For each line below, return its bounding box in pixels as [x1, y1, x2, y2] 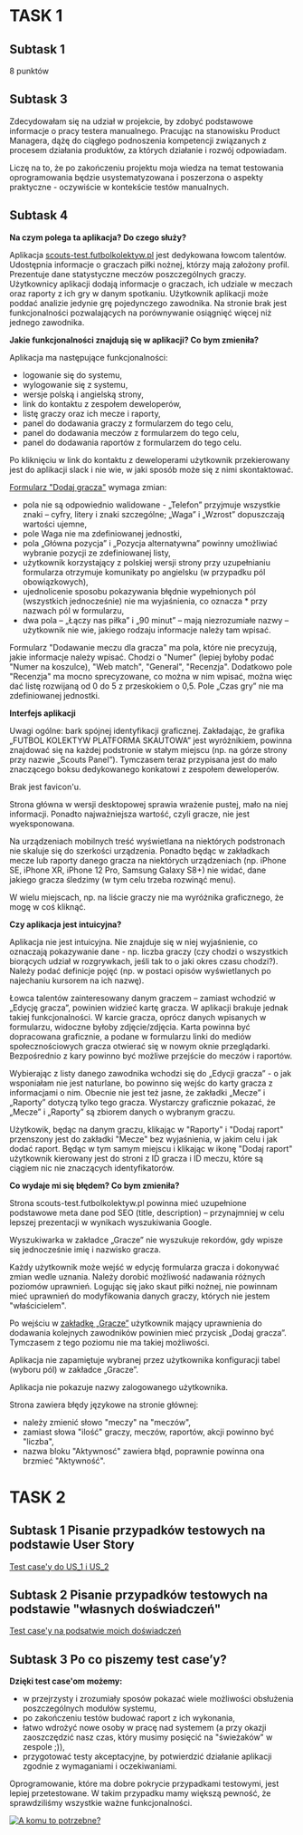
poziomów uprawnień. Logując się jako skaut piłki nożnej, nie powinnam [9, 1280, 278, 1291]
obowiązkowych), [22, 576, 89, 587]
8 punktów [9, 65, 50, 76]
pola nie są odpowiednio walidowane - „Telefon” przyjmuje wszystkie [22, 499, 281, 510]
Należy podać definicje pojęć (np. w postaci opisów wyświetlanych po [9, 965, 271, 976]
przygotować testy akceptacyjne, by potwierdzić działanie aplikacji [22, 1751, 272, 1763]
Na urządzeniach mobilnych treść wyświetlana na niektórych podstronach [9, 835, 286, 846]
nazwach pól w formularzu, [22, 604, 125, 616]
